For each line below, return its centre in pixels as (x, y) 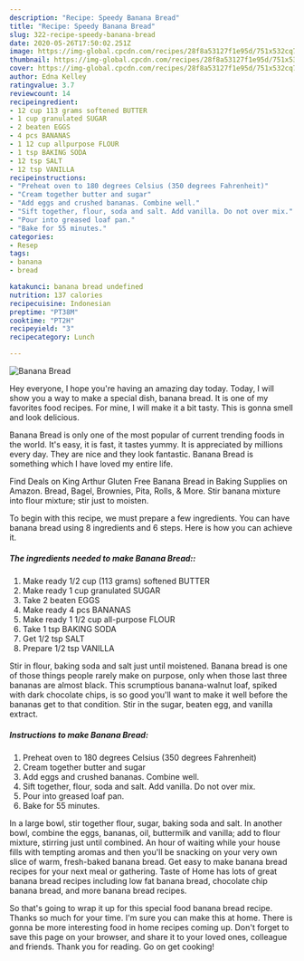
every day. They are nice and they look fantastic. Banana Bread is (131, 454)
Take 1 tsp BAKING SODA (70, 629)
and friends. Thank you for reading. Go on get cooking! (112, 947)
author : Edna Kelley (48, 77)
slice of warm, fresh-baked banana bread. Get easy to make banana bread (148, 861)
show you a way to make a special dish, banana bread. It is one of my (139, 398)
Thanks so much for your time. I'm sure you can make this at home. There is (151, 918)
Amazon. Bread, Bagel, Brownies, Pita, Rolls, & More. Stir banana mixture (145, 491)
